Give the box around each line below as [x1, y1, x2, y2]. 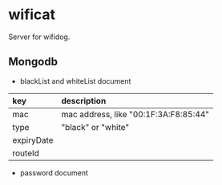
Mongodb [8, 55, 59, 69]
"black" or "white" [61, 121, 130, 132]
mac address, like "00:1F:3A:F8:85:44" [61, 108, 210, 120]
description [61, 95, 107, 106]
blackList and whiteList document [19, 76, 131, 85]
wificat [8, 6, 56, 24]
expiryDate [12, 134, 54, 145]
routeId [12, 148, 40, 159]
